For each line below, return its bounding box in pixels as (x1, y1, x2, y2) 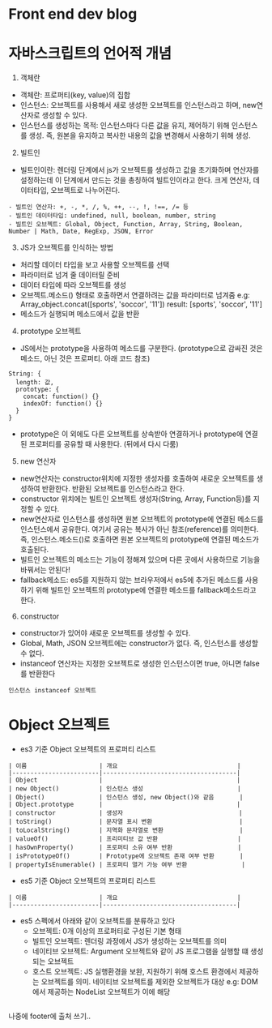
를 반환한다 (19, 669, 56, 679)
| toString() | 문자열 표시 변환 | (8, 818, 244, 826)
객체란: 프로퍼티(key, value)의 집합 (19, 90, 131, 100)
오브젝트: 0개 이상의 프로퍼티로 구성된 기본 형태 (32, 926, 182, 936)
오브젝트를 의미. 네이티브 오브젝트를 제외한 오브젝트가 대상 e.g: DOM (40, 977, 259, 987)
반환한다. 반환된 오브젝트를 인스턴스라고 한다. (41, 484, 185, 494)
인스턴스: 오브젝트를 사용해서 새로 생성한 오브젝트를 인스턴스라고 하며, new (19, 101, 257, 110)
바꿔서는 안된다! (19, 565, 70, 575)
